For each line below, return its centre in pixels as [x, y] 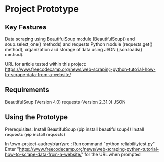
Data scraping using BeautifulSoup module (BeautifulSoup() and [70, 39]
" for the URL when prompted [111, 154]
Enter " [12, 149]
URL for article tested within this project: [46, 64]
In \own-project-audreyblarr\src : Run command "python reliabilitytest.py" [80, 144]
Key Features [26, 27]
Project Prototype [42, 9]
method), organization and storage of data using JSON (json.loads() [74, 49]
